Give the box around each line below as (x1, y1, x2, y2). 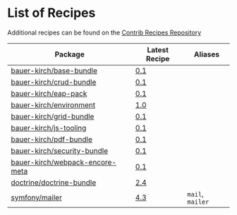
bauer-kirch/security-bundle (11, 146, 108, 156)
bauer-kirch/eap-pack (11, 88, 87, 98)
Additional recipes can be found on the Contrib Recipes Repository (7, 28, 202, 37)
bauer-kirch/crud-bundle (11, 77, 97, 87)
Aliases (193, 49, 220, 59)
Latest (147, 44, 169, 54)
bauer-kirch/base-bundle (11, 66, 97, 75)
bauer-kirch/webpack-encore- (11, 157, 117, 167)
